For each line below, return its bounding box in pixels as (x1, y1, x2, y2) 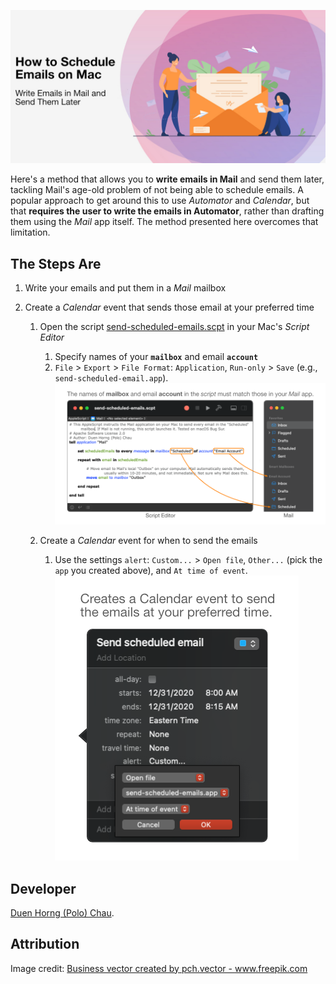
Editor (39, 331, 65, 343)
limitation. (10, 226, 51, 239)
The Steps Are (10, 255, 102, 272)
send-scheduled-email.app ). (54, 371, 169, 384)
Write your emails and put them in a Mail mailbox (24, 281, 227, 294)
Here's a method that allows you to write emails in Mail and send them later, (10, 173, 325, 185)
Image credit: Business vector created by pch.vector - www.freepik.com (10, 962, 308, 974)
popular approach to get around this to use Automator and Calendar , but (10, 195, 310, 207)
